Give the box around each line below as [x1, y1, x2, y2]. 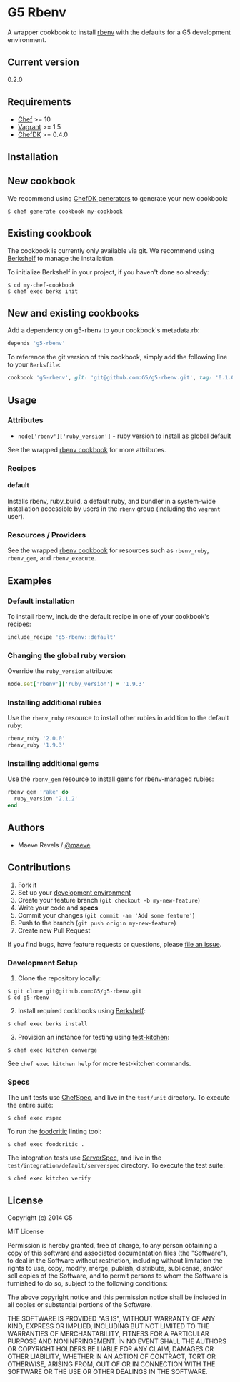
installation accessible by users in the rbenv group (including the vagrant [7, 504, 221, 513]
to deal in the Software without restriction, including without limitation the [7, 1256, 223, 1265]
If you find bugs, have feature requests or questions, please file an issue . [7, 940, 222, 948]
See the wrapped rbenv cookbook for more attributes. [7, 445, 166, 454]
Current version [7, 56, 80, 69]
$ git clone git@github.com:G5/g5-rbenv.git [7, 988, 142, 995]
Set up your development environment [17, 888, 131, 897]
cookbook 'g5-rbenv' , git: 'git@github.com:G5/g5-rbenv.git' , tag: [7, 374, 213, 382]
